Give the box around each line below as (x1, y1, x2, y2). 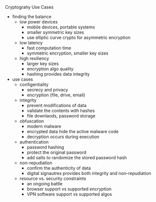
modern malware (26, 123, 61, 129)
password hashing (26, 144, 64, 150)
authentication (19, 139, 49, 144)
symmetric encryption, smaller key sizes (26, 50, 109, 56)
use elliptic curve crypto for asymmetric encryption (26, 34, 131, 40)
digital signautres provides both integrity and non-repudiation (26, 171, 151, 176)
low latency (19, 40, 43, 46)
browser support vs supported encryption (26, 186, 112, 192)
